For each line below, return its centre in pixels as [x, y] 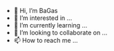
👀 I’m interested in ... [43, 18]
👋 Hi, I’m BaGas [36, 11]
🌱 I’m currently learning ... [50, 25]
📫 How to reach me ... [46, 40]
